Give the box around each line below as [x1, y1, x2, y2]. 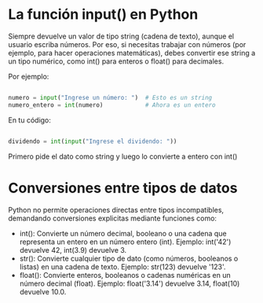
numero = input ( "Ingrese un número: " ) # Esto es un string [8, 93, 213, 101]
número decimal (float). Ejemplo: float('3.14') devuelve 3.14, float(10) [19, 279, 240, 288]
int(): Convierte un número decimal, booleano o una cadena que [19, 228, 227, 238]
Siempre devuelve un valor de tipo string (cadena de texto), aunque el [8, 31, 234, 41]
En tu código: [8, 115, 51, 125]
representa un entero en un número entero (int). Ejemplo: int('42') [19, 237, 232, 246]
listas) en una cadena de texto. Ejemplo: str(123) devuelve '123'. [19, 261, 226, 272]
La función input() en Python [8, 5, 199, 24]
